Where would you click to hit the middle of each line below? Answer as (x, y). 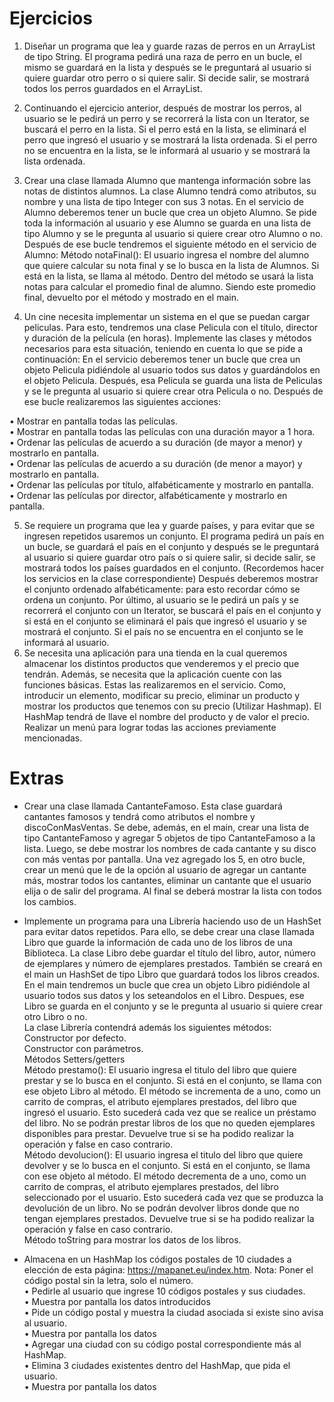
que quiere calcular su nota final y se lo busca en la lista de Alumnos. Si (171, 265)
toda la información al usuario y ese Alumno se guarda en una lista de (167, 223)
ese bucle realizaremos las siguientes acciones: (122, 401)
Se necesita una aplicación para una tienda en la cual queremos (155, 653)
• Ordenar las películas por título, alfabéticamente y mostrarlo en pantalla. (161, 484)
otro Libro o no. (55, 1016)
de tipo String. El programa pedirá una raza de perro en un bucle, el (162, 56)
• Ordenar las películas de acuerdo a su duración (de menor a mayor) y (156, 463)
